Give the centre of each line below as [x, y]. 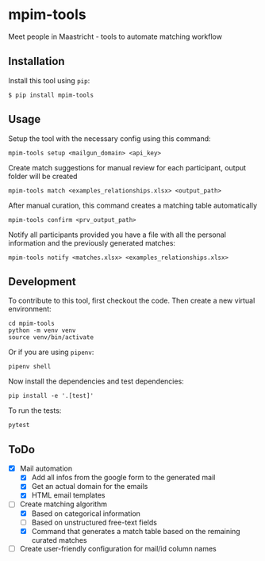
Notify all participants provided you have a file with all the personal [117, 235]
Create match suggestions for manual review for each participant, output [127, 167]
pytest [19, 426]
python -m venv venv [42, 330]
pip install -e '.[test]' [51, 396]
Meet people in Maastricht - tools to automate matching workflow [115, 36]
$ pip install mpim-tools [51, 95]
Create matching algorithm [63, 504]
